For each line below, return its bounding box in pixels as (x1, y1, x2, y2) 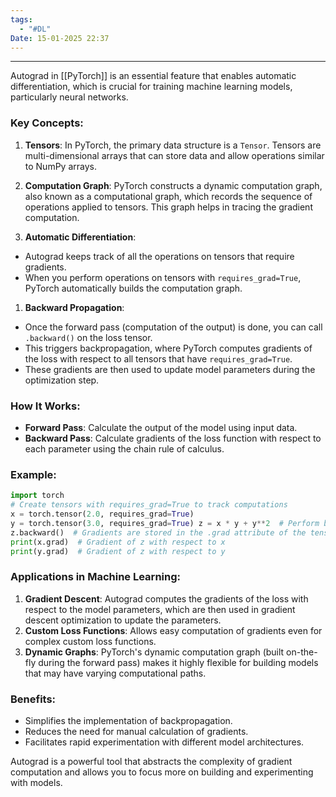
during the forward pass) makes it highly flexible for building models (38, 656, 319, 668)
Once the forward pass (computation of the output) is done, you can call (24, 321, 323, 333)
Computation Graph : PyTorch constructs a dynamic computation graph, (24, 179, 323, 191)
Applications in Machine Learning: (10, 570, 181, 584)
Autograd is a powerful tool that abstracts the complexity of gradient (10, 755, 293, 767)
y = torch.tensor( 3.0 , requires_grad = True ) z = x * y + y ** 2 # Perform (10, 518, 320, 528)
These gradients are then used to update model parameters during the (24, 363, 316, 375)
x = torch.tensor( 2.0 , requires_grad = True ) (10, 509, 195, 520)
